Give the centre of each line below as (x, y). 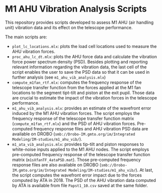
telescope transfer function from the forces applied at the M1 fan (76, 87)
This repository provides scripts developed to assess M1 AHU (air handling (79, 22)
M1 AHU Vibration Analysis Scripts (76, 9)
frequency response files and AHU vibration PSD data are (91, 129)
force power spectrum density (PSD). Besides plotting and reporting (80, 62)
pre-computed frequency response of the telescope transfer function (81, 154)
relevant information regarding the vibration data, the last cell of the (79, 67)
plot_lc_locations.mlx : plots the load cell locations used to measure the (84, 46)
